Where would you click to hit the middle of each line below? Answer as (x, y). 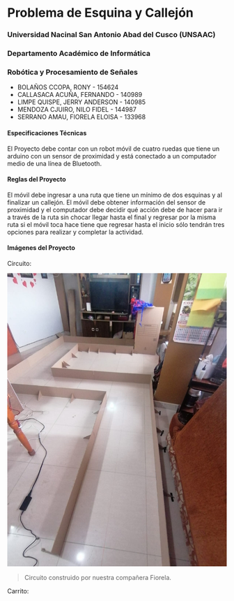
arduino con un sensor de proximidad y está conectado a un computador (112, 156)
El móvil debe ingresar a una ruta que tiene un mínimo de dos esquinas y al (115, 195)
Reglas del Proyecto (37, 179)
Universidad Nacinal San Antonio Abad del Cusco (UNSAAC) (111, 35)
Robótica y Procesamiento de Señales (72, 72)
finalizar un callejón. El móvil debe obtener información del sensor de (107, 202)
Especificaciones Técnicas (47, 133)
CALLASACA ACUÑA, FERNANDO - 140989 (80, 95)
